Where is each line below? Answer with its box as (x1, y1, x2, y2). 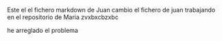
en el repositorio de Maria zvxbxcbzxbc (7, 13, 119, 21)
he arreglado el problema (7, 27, 79, 34)
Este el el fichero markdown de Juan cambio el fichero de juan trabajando (7, 6, 216, 14)
